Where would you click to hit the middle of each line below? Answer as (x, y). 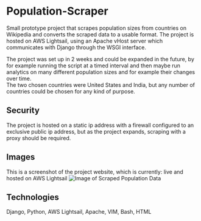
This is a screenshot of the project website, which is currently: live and (95, 172)
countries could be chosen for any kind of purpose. (71, 91)
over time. (19, 78)
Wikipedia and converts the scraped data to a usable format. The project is (100, 34)
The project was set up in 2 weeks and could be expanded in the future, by (100, 59)
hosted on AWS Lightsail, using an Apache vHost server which (85, 41)
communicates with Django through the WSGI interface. (76, 47)
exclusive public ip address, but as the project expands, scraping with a (96, 131)
